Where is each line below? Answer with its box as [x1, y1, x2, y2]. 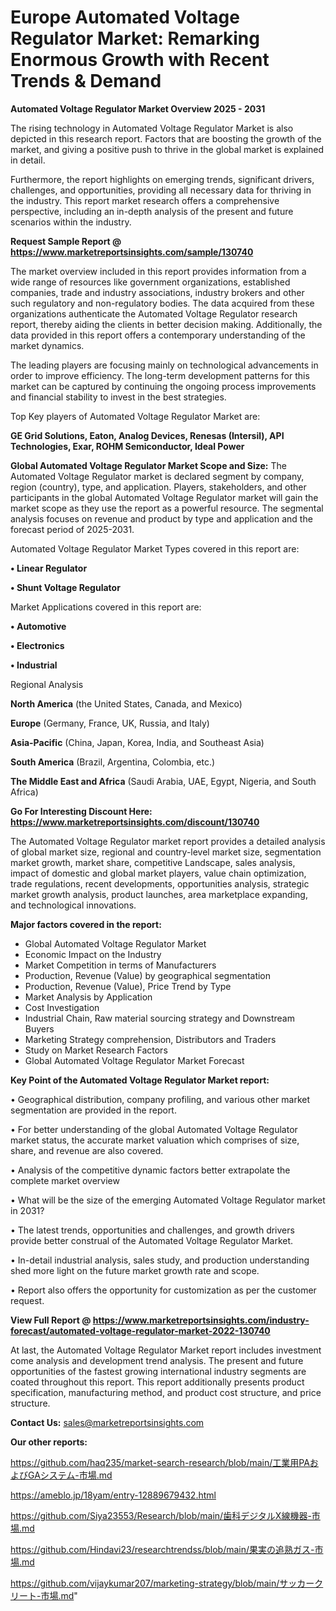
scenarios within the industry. [10, 216, 132, 228]
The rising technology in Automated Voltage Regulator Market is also [10, 122, 294, 134]
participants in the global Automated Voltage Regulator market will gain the [10, 491, 319, 503]
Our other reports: [10, 1436, 88, 1448]
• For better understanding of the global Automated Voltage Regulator [10, 1123, 298, 1135]
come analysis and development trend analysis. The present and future [10, 1354, 304, 1366]
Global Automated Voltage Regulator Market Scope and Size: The [10, 459, 287, 471]
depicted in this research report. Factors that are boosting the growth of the [10, 132, 322, 145]
